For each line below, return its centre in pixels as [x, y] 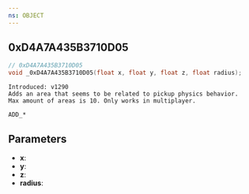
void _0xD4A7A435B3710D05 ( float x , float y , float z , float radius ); [125, 73]
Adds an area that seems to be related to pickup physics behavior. [123, 94]
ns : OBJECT [26, 15]
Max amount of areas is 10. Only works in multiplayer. [102, 101]
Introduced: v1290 [38, 88]
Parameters [38, 139]
